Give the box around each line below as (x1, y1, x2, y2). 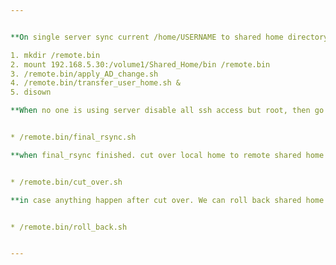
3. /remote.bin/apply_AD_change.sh (10, 69, 159, 79)
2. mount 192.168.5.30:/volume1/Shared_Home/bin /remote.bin (10, 59, 271, 70)
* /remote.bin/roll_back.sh (10, 222, 128, 232)
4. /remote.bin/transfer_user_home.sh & (10, 78, 182, 88)
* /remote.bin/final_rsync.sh (10, 132, 137, 142)
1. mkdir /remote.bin (10, 50, 101, 60)
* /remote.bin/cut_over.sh (10, 177, 123, 187)
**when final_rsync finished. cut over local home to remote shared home (10, 150, 325, 160)
